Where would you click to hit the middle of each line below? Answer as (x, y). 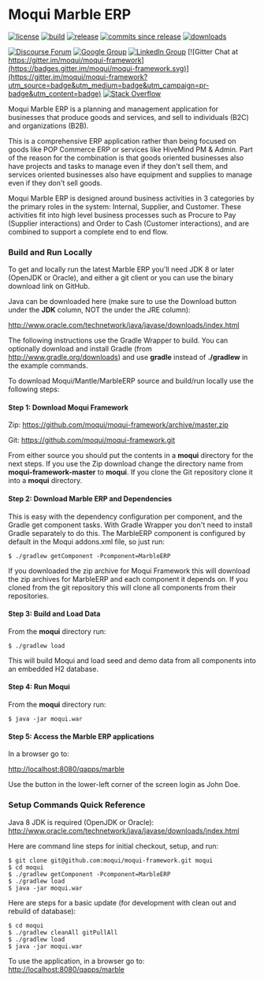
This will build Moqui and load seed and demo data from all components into (132, 660)
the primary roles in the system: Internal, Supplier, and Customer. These (125, 206)
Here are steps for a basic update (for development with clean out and (122, 902)
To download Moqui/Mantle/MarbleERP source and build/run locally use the (131, 381)
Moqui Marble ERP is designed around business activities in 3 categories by (131, 198)
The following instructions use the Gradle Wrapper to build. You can (118, 340)
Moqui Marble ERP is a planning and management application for (113, 109)
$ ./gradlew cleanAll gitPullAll (63, 932)
